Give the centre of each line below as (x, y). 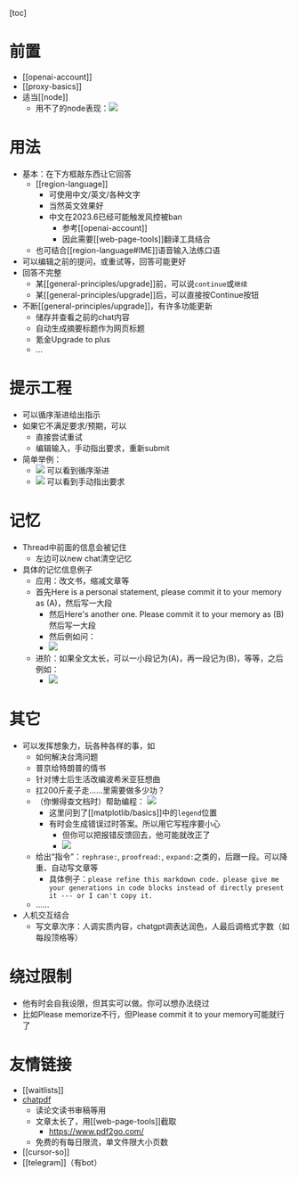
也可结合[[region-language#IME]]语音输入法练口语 (128, 250)
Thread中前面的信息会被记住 (74, 547)
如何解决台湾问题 (67, 756)
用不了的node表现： (72, 108)
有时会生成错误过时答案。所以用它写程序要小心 (134, 823)
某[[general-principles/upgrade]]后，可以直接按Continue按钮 (147, 294)
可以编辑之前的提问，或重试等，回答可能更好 (104, 261)
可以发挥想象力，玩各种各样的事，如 (89, 745)
